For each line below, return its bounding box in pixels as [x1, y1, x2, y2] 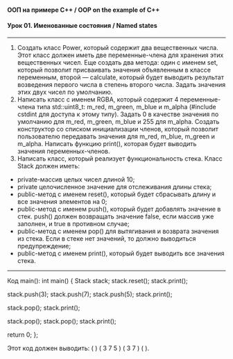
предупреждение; [17, 241, 71, 250]
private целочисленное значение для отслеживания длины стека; [17, 182, 212, 191]
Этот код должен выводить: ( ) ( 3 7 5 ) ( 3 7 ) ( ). [7, 344, 150, 352]
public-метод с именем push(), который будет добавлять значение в [17, 205, 221, 213]
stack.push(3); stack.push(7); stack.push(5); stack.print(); [7, 289, 173, 298]
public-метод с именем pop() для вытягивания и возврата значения [17, 227, 219, 235]
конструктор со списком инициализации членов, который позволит [17, 125, 218, 133]
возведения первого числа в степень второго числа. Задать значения [17, 80, 226, 88]
